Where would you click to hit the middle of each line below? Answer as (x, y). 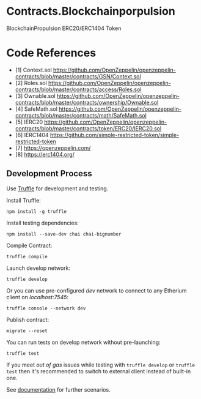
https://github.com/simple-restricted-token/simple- (115, 135)
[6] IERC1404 (32, 135)
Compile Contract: (29, 245)
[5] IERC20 (29, 122)
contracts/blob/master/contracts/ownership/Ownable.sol (87, 102)
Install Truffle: (24, 200)
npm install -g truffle (37, 211)
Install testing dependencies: (43, 223)
